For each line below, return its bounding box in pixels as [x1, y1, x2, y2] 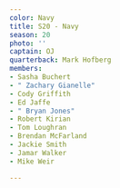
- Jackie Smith [9, 140, 67, 149]
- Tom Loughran [9, 124, 67, 133]
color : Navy [9, 13, 55, 23]
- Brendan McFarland [9, 132, 88, 141]
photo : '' [9, 38, 47, 48]
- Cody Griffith [9, 89, 71, 98]
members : [9, 64, 43, 74]
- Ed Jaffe [9, 97, 51, 107]
